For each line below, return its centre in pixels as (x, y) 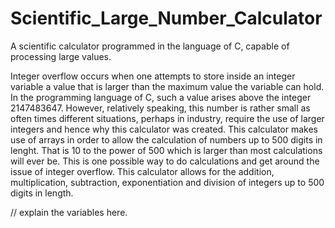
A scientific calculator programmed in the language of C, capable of (150, 46)
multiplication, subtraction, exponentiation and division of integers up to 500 (167, 182)
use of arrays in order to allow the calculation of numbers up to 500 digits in (166, 139)
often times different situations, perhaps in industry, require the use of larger (167, 118)
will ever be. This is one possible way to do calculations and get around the (165, 161)
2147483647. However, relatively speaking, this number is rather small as (160, 108)
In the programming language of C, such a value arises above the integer (161, 97)
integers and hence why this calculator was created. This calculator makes (164, 129)
